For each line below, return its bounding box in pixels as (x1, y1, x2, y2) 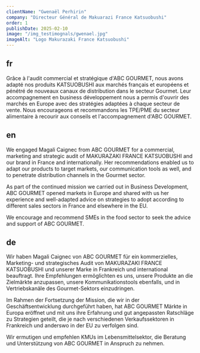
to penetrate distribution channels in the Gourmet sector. (6, 171, 146, 178)
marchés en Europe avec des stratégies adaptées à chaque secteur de (6, 100, 180, 107)
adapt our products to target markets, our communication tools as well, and (6, 165, 192, 172)
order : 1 (6, 20, 28, 26)
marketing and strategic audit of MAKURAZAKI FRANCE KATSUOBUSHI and (6, 152, 193, 159)
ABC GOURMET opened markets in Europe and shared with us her (6, 189, 169, 196)
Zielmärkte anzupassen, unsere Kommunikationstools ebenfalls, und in (6, 279, 180, 286)
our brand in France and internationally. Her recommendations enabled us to (6, 159, 194, 166)
